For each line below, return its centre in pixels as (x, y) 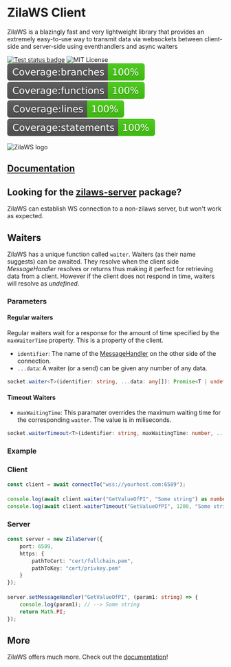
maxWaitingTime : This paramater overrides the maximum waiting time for (119, 413)
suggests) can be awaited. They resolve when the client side (93, 261)
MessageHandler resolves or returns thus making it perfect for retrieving (110, 268)
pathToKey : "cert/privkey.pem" (77, 568)
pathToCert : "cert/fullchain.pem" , (83, 561)
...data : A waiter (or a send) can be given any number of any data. (112, 368)
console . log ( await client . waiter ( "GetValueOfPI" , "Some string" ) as (107, 499)
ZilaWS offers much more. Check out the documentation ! (88, 657)
